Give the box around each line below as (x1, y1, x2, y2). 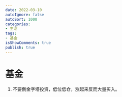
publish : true (5, 45, 36, 50)
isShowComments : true (5, 40, 51, 45)
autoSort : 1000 (5, 17, 38, 22)
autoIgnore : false (5, 12, 44, 17)
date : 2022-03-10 (5, 7, 42, 13)
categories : (5, 21, 30, 27)
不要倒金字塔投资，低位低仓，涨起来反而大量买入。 (12, 86, 120, 92)
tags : (5, 31, 17, 36)
